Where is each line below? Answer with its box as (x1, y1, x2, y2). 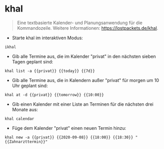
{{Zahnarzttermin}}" (5, 139, 48, 144)
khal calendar (5, 116, 35, 121)
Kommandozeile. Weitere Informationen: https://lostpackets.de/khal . (17, 25, 158, 31)
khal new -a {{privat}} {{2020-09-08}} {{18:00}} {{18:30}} (5, 134, 134, 140)
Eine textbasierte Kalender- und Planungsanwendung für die (17, 20, 143, 26)
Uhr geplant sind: (12, 83, 48, 89)
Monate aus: (12, 106, 38, 112)
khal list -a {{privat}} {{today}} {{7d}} (5, 68, 95, 73)
